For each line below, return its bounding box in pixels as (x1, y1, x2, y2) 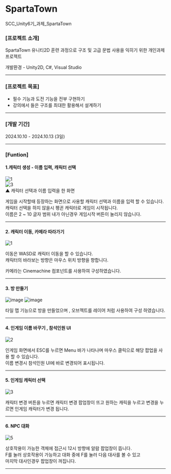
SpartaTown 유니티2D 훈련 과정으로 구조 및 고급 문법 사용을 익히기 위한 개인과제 (5, 47, 165, 54)
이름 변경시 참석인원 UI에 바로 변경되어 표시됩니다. (5, 360, 105, 366)
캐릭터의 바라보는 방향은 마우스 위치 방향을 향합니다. (5, 257, 108, 263)
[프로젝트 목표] (5, 83, 40, 90)
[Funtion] (5, 151, 29, 158)
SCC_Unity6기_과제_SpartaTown (5, 20, 72, 27)
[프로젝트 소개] (5, 34, 40, 41)
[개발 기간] (5, 121, 30, 128)
